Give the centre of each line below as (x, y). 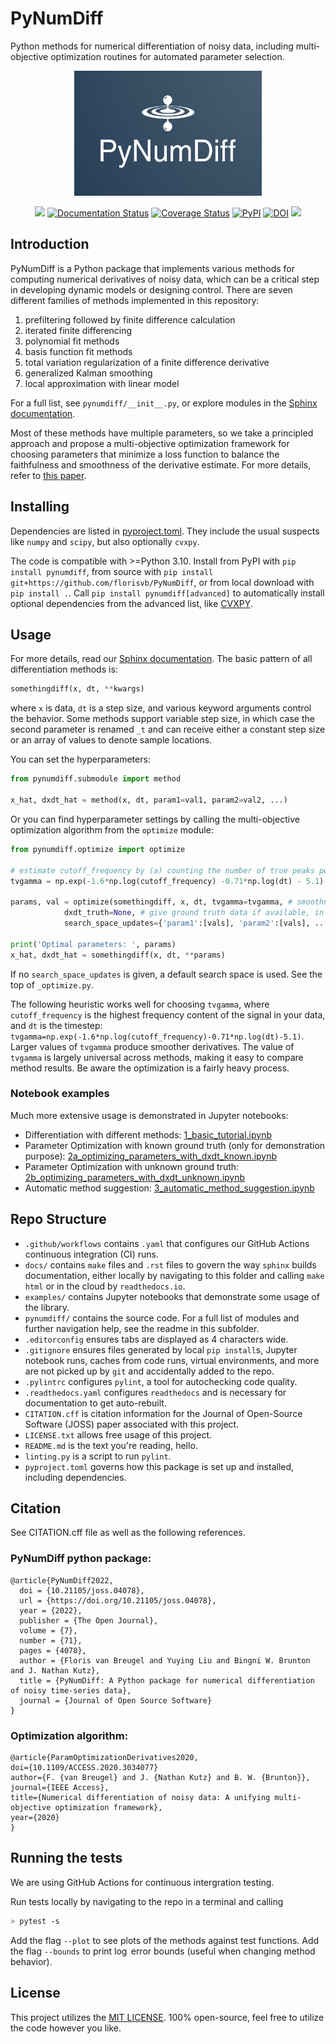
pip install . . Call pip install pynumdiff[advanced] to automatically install (167, 593)
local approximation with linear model (102, 383)
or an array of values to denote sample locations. (111, 740)
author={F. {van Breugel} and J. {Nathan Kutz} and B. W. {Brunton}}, (160, 1778)
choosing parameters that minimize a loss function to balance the (145, 454)
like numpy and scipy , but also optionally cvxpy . (105, 541)
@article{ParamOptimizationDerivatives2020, (104, 1758)
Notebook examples (60, 1094)
